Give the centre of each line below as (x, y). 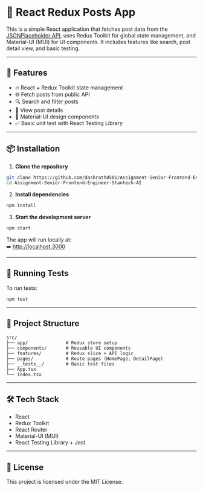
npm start (19, 228)
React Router (31, 430)
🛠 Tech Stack (33, 399)
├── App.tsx (21, 369)
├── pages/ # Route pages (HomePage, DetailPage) (85, 359)
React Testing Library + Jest (50, 443)
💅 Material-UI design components (57, 117)
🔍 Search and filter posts (47, 101)
